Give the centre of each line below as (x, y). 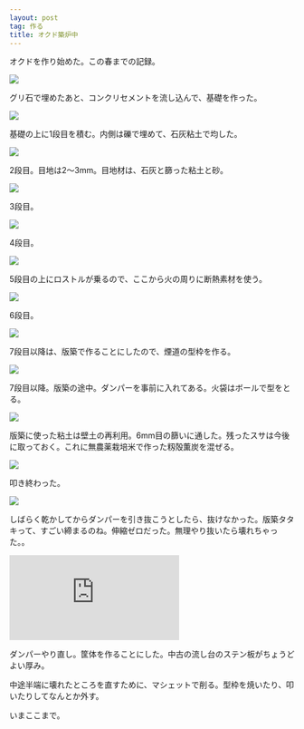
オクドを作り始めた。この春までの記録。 (85, 62)
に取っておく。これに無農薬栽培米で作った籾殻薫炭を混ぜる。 (124, 447)
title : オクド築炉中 (44, 34)
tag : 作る (26, 26)
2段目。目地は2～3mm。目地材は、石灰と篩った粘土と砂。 (119, 170)
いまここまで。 (37, 715)
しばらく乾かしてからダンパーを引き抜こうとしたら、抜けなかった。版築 (144, 520)
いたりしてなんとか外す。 (57, 696)
